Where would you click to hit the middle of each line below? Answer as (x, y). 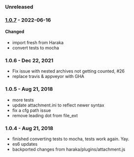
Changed (15, 32)
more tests (23, 100)
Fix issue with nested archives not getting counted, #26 (68, 71)
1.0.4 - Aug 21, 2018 (29, 128)
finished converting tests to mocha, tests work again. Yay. (71, 139)
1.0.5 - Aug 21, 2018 (29, 89)
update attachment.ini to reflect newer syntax (58, 105)
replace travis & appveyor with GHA (48, 77)
